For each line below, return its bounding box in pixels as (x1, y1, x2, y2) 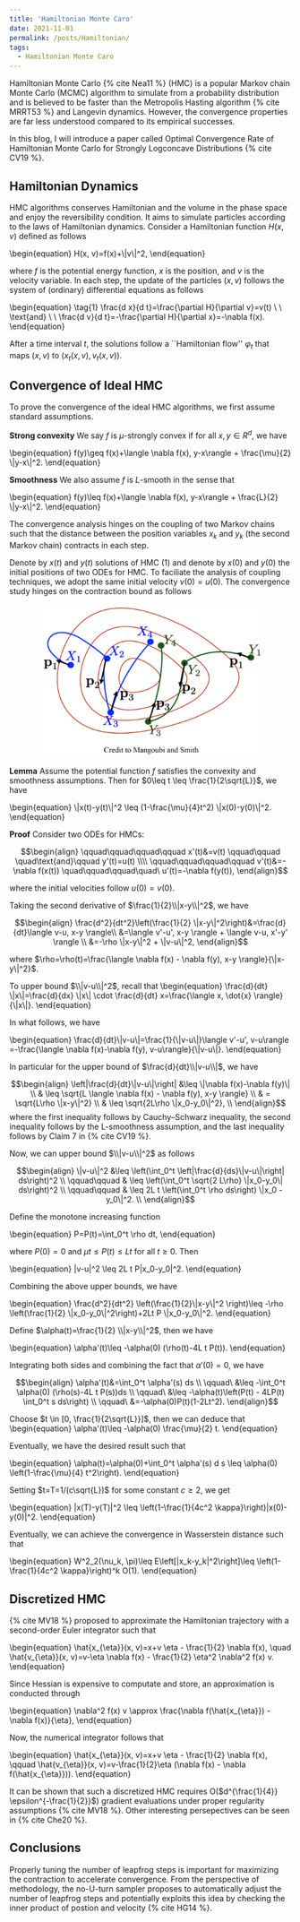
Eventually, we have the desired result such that (9, 1441, 186, 1452)
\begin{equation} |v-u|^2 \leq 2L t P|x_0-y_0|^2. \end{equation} (9, 1263, 242, 1274)
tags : (9, 43, 30, 52)
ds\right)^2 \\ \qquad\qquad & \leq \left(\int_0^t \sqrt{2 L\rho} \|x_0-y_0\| (17, 1175, 284, 1186)
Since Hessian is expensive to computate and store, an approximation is (9, 1678, 275, 1689)
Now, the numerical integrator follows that (9, 1732, 164, 1743)
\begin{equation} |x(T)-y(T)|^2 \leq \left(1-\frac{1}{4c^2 (9, 1502, 213, 1513)
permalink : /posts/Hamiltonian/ (9, 33, 130, 42)
